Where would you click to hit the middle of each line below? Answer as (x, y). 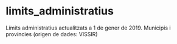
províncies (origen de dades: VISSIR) (52, 34)
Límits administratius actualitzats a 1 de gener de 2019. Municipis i (88, 28)
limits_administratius (60, 11)
